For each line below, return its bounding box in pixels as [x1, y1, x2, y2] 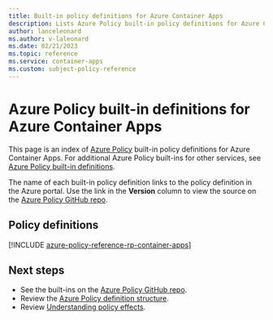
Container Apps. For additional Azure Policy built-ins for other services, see [8, 152, 262, 163]
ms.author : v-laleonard [8, 34, 89, 43]
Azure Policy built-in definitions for [8, 99, 250, 118]
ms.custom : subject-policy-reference [8, 65, 136, 73]
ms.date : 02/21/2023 [8, 42, 79, 50]
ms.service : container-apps [8, 58, 104, 66]
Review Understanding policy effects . [19, 302, 146, 312]
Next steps [8, 263, 65, 277]
